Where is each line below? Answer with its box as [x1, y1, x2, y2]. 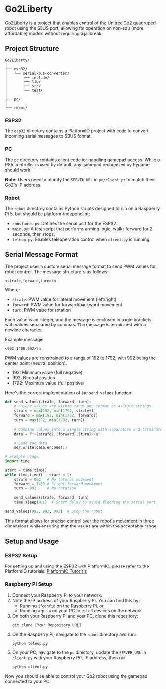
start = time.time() [5, 468, 48, 473]
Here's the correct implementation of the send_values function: [5, 390, 133, 396]
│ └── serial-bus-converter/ [5, 71, 70, 76]
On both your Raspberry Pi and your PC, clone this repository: [12, 613, 138, 619]
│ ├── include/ [5, 75, 50, 80]
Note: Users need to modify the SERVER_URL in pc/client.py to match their [5, 177, 155, 183]
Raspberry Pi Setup [5, 581, 53, 588]
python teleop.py [12, 641, 48, 646]
